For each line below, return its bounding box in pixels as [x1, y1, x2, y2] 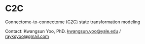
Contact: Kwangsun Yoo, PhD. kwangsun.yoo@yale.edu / [5, 28, 121, 34]
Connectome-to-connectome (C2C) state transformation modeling [5, 19, 141, 25]
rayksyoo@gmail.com [5, 33, 49, 39]
